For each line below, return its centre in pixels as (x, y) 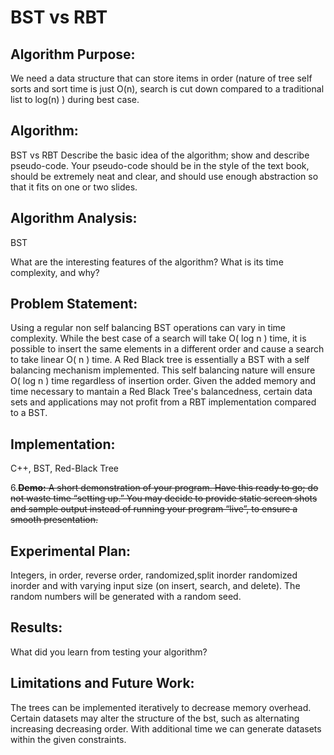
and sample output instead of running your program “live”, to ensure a (154, 509)
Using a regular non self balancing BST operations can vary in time (148, 328)
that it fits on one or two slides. (74, 187)
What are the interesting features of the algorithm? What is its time (147, 262)
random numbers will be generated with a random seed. (126, 597)
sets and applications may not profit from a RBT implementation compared (163, 402)
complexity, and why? (55, 272)
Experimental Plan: (70, 551)
